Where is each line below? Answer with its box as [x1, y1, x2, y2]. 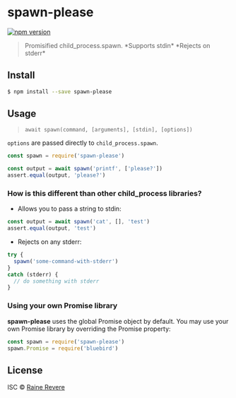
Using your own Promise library [7, 301, 118, 311]
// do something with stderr [13, 277, 100, 285]
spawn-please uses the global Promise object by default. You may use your [7, 317, 229, 325]
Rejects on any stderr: [17, 238, 82, 246]
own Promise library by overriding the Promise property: [7, 324, 171, 333]
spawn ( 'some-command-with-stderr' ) [13, 257, 119, 265]
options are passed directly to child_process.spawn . [7, 139, 158, 147]
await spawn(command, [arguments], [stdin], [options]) [24, 127, 193, 134]
